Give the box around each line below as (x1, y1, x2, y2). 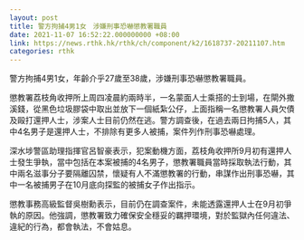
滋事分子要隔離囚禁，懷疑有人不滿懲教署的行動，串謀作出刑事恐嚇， (33, 168, 287, 179)
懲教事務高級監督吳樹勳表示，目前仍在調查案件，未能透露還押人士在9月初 (9, 198, 284, 209)
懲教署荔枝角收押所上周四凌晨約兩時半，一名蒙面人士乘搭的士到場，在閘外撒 (9, 92, 295, 103)
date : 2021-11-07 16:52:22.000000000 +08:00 (9, 30, 180, 39)
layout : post (9, 13, 59, 23)
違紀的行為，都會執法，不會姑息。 (9, 221, 137, 232)
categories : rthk (9, 47, 75, 56)
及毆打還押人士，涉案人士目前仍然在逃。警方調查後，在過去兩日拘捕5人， (9, 115, 284, 126)
